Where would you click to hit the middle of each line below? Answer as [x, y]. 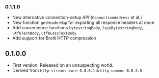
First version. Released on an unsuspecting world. [63, 65]
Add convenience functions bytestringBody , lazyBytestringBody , [78, 28]
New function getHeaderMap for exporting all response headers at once [83, 22]
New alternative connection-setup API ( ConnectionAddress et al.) [77, 18]
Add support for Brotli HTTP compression [54, 38]
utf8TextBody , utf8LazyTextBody [44, 33]
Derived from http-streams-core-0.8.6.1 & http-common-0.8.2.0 [77, 70]
